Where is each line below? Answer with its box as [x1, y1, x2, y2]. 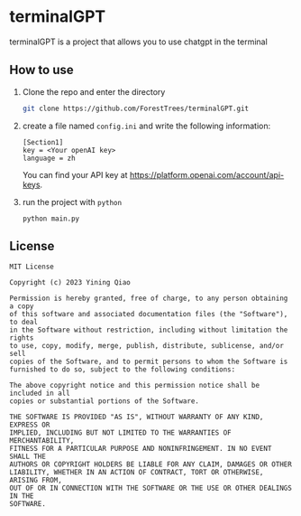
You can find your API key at [22, 169, 128, 180]
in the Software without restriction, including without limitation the [9, 325, 288, 335]
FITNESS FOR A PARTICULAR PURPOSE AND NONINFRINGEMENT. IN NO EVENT [9, 445, 272, 454]
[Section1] [22, 137, 64, 146]
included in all [9, 389, 70, 399]
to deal [9, 318, 39, 327]
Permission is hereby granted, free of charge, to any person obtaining [9, 294, 288, 304]
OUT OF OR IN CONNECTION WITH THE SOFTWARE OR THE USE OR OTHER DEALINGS [9, 483, 293, 493]
